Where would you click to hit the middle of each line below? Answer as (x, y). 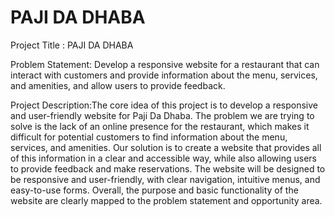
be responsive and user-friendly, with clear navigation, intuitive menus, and (165, 179)
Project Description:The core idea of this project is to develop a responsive (164, 105)
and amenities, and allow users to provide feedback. (118, 85)
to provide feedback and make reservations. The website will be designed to (168, 168)
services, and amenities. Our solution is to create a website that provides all (166, 147)
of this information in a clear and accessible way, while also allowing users (163, 158)
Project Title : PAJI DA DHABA (72, 45)
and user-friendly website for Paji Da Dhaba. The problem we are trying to (162, 115)
